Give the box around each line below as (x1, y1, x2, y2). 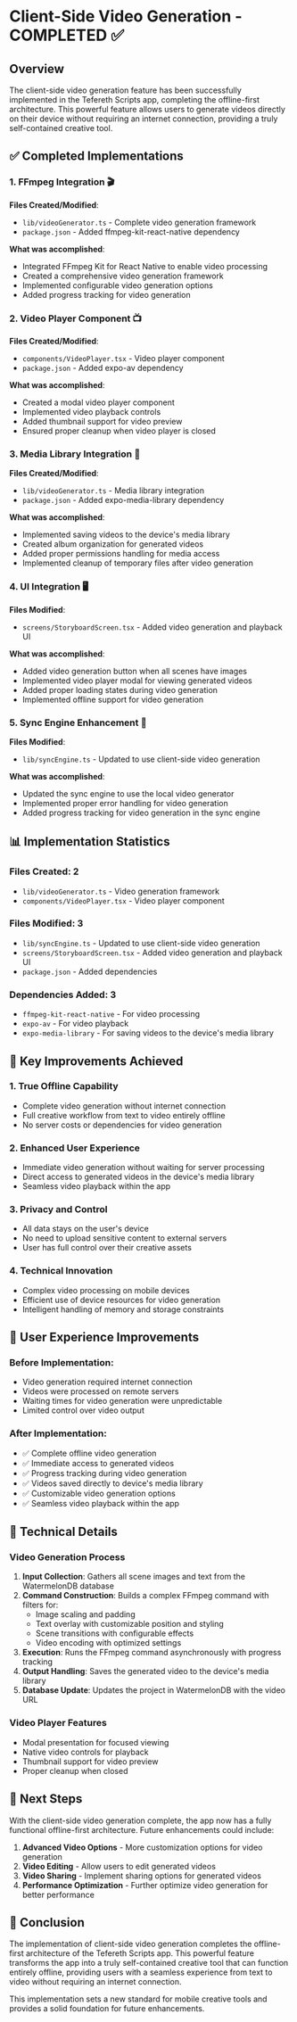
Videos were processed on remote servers (21, 1386, 179, 1397)
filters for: (21, 1599, 59, 1611)
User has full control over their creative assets (21, 1242, 192, 1253)
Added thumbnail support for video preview (21, 416, 183, 426)
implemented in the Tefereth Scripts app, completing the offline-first (9, 95, 260, 104)
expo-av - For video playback (21, 1019, 129, 1029)
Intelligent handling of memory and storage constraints (21, 1304, 225, 1315)
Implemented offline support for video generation (21, 694, 203, 705)
